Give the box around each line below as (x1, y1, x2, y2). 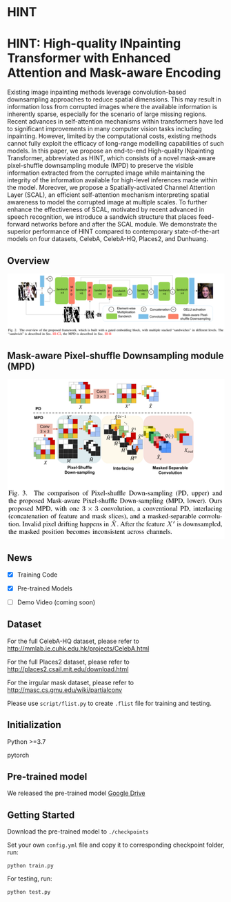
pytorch (7, 751, 30, 759)
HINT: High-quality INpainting (7, 36, 181, 52)
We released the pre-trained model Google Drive (7, 789, 145, 798)
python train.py (7, 863, 54, 870)
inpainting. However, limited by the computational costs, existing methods (7, 132, 217, 140)
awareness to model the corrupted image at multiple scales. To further (7, 198, 208, 207)
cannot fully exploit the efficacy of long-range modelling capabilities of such (7, 140, 224, 148)
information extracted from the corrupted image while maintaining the (7, 169, 205, 177)
